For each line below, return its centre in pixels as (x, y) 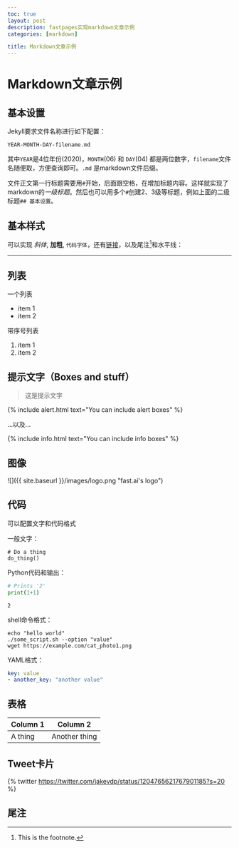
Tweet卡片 (31, 763)
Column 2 (74, 725)
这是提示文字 (43, 395)
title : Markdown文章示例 (42, 47)
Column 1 (28, 725)
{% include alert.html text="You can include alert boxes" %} (95, 410)
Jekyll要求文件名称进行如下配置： (57, 131)
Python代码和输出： (37, 572)
